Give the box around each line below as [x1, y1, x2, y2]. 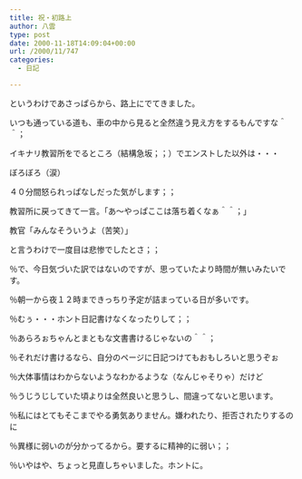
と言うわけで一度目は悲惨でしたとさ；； [9, 244, 161, 255]
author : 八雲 [9, 22, 56, 31]
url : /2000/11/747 [9, 47, 79, 56]
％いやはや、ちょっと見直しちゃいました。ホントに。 [9, 459, 209, 470]
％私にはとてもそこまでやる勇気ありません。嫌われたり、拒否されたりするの [9, 409, 294, 420]
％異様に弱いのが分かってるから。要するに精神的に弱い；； [9, 440, 232, 451]
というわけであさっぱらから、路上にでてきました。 [9, 97, 200, 109]
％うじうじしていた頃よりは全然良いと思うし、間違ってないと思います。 [9, 390, 278, 401]
